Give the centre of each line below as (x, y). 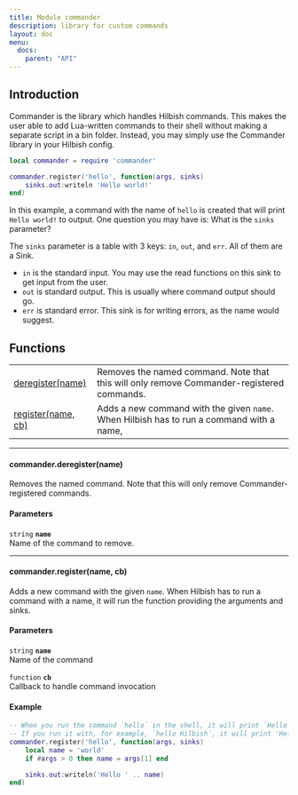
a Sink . (22, 256)
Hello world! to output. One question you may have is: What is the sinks (142, 219)
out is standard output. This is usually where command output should (149, 292)
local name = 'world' (65, 750)
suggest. (38, 320)
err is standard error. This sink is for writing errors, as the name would (150, 311)
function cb (30, 677)
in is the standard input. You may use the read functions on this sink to (151, 273)
